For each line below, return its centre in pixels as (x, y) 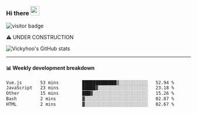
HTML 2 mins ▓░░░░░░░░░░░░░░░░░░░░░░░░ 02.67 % (90, 104)
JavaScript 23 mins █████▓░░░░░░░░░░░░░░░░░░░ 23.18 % (90, 88)
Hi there (18, 13)
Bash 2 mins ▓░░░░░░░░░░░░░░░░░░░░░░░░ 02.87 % (90, 99)
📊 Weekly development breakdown (50, 68)
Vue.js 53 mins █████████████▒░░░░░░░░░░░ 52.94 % (90, 83)
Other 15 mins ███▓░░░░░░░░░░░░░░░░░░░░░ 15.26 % (90, 94)
